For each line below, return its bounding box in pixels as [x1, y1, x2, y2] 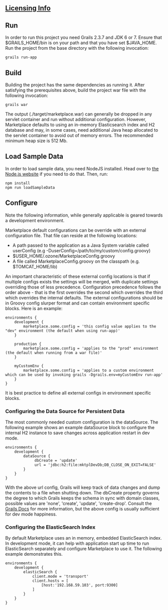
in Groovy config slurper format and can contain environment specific [5, 300, 150, 306]
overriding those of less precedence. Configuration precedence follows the [5, 284, 161, 290]
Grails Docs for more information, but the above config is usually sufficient [5, 505, 159, 512]
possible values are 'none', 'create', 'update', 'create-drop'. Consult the [5, 500, 152, 506]
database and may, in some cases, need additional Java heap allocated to [5, 127, 158, 133]
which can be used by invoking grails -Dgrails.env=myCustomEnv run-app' [5, 372, 163, 377]
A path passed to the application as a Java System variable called [12, 242, 149, 248]
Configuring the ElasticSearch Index [5, 524, 96, 531]
